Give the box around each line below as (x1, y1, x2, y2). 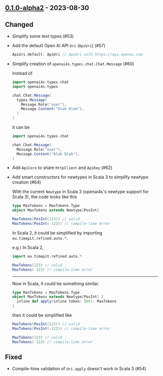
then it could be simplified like (12, 312, 72, 318)
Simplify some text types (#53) (12, 34, 74, 39)
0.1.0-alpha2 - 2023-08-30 (5, 4, 89, 12)
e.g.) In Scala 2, (12, 244, 44, 250)
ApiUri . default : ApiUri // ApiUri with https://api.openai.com (12, 52, 143, 57)
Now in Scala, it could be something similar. (12, 280, 99, 286)
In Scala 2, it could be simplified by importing (12, 230, 103, 236)
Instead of (12, 70, 33, 76)
